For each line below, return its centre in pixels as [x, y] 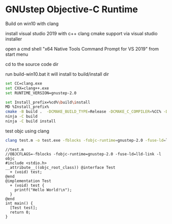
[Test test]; [24, 208]
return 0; [20, 212]
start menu [17, 54]
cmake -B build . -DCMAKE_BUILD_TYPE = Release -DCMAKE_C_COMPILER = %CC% [83, 112]
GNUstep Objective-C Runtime [72, 9]
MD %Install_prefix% [27, 107]
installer [14, 39]
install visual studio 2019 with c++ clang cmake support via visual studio [81, 33]
